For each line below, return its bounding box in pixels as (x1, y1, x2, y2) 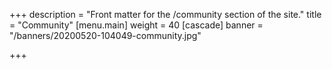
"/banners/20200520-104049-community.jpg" (9, 30, 202, 41)
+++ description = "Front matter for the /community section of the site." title (9, 9, 322, 20)
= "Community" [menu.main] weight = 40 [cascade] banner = (9, 19, 264, 31)
